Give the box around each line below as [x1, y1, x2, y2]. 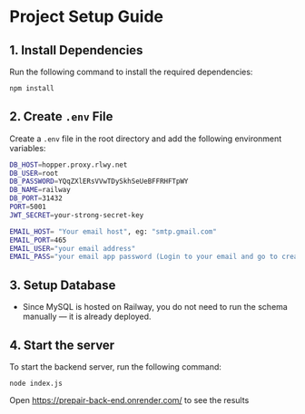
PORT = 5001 [9, 202, 47, 212]
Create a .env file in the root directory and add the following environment [9, 133, 282, 144]
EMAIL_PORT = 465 [9, 236, 67, 245]
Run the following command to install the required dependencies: [9, 66, 253, 77]
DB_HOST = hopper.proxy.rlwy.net [9, 160, 128, 169]
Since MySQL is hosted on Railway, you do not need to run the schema [22, 302, 288, 313]
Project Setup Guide [9, 6, 164, 27]
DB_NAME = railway [9, 186, 71, 195]
